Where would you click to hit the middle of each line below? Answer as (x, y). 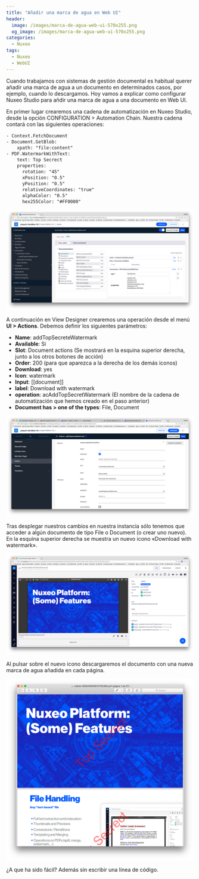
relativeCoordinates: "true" (58, 189)
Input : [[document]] (39, 382)
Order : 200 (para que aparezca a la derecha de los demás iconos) (96, 363)
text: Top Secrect (40, 160)
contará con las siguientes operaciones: (55, 124)
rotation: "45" (41, 171)
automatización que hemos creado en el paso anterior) (82, 401)
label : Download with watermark (55, 388)
